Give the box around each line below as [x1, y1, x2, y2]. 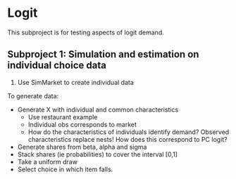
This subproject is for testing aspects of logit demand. [7, 28, 164, 37]
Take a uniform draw [17, 157, 77, 166]
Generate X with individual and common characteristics [17, 105, 179, 114]
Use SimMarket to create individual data [17, 78, 134, 86]
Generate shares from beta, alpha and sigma [17, 142, 147, 151]
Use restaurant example [27, 112, 98, 121]
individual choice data [7, 60, 107, 72]
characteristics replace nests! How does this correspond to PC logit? [27, 135, 228, 143]
